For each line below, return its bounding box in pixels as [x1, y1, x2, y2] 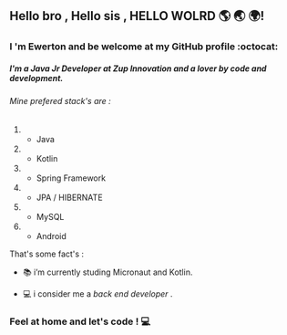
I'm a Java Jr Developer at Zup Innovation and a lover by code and [9, 63, 267, 74]
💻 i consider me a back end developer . [22, 288, 173, 299]
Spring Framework [36, 173, 107, 183]
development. [9, 72, 64, 83]
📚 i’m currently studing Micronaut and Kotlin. [22, 267, 193, 277]
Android [36, 230, 67, 241]
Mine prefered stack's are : [9, 96, 111, 107]
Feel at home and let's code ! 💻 [9, 315, 151, 328]
